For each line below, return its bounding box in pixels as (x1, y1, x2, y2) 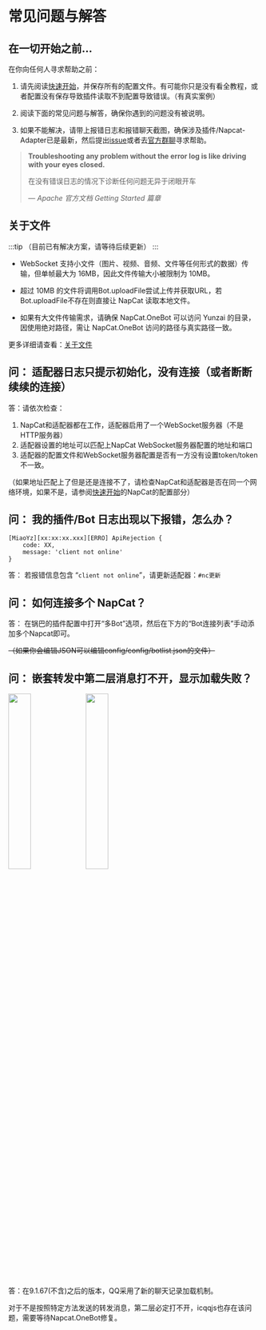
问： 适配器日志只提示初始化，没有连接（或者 (8, 365, 232, 379)
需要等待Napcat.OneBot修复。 (22, 1313, 122, 1323)
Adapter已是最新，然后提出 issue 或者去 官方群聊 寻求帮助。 (19, 135, 211, 145)
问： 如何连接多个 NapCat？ (8, 596, 146, 609)
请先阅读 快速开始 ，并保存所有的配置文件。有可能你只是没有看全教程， (19, 82, 252, 90)
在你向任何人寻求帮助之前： (8, 65, 100, 74)
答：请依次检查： (8, 403, 65, 413)
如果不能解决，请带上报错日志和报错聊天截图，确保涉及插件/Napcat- (19, 126, 246, 134)
